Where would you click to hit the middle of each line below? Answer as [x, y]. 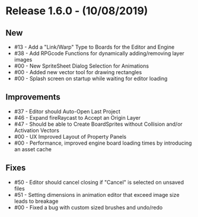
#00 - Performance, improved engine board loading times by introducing [103, 143]
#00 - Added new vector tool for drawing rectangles [78, 72]
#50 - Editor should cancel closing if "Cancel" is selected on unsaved [99, 182]
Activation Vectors [37, 130]
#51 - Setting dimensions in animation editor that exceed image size [97, 194]
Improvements [33, 97]
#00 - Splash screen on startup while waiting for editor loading [91, 79]
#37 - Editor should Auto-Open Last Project [67, 111]
